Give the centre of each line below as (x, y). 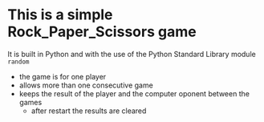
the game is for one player (63, 76)
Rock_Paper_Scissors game (102, 32)
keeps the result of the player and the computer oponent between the (134, 93)
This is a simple (60, 15)
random (18, 62)
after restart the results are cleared (89, 111)
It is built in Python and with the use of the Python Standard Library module (132, 54)
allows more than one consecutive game (86, 85)
